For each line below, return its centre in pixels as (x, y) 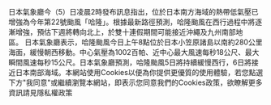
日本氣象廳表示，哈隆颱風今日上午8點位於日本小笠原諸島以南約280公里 (143, 42)
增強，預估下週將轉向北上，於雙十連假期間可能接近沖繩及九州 (118, 32)
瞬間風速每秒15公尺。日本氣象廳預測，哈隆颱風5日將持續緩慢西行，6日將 (130, 62)
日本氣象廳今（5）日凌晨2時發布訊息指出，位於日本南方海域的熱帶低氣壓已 (133, 12)
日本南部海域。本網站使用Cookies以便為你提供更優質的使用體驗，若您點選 (139, 72)
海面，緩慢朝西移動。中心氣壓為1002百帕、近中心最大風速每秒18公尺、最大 (134, 52)
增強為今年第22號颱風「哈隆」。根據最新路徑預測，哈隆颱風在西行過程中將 (132, 22)
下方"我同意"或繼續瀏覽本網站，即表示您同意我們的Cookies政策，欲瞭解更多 (135, 82)
